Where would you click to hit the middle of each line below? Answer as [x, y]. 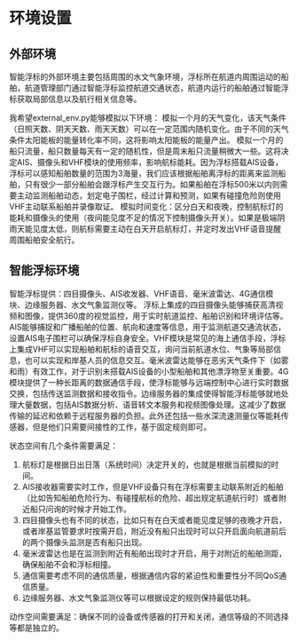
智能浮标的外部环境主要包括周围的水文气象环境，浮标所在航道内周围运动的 [145, 77]
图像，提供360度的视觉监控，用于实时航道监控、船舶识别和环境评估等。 [156, 315]
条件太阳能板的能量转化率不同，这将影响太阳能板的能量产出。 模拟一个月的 [146, 140]
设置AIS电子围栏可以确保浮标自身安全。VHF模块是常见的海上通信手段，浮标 [148, 337]
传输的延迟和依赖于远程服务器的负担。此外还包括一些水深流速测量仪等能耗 [145, 415]
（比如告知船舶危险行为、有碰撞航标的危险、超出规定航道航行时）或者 [150, 497]
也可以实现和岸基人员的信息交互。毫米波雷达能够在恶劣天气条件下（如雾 [157, 360]
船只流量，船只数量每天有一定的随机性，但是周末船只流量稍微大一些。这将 [145, 151]
